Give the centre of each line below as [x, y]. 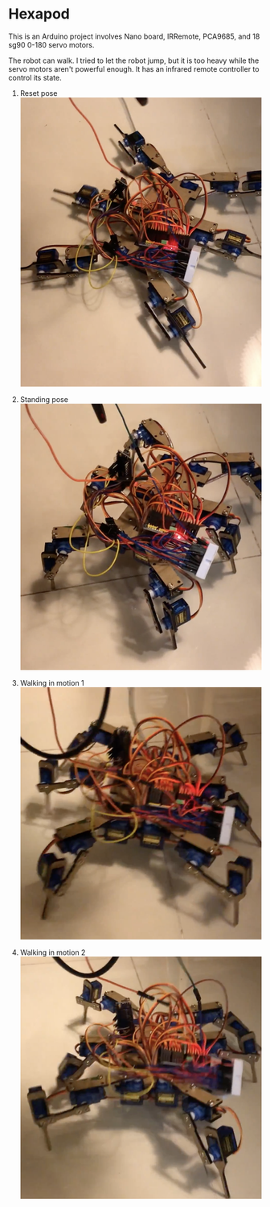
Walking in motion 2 [53, 952]
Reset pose [39, 93]
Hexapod [39, 14]
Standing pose [44, 399]
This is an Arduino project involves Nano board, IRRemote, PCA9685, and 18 [134, 36]
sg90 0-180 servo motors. [51, 44]
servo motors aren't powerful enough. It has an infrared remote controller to [134, 68]
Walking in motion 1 [52, 683]
